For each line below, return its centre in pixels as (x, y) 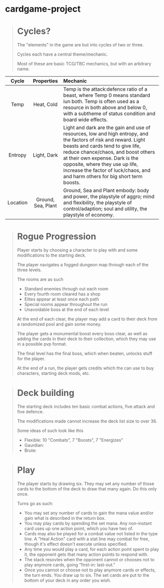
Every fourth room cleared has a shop (62, 294)
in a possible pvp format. (42, 344)
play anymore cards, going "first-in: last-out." (70, 565)
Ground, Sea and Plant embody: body (106, 190)
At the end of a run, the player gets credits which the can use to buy (85, 368)
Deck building (46, 393)
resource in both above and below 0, (105, 107)
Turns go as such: (35, 503)
